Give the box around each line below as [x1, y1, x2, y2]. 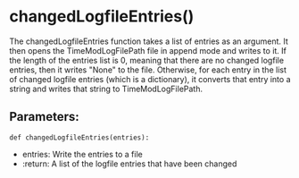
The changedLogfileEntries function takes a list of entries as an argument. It [9, 36, 288, 47]
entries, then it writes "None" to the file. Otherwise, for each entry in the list [9, 64, 287, 75]
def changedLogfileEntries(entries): [9, 132, 150, 142]
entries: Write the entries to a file [21, 148, 143, 159]
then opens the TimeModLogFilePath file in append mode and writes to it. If [9, 45, 287, 55]
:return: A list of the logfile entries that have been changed [21, 158, 237, 169]
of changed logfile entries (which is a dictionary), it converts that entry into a [9, 73, 291, 84]
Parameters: [9, 109, 79, 124]
